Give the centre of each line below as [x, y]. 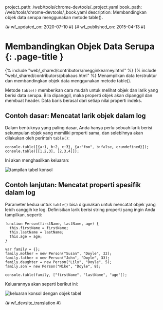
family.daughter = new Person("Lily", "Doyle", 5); [58, 262]
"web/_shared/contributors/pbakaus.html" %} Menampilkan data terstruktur [81, 76]
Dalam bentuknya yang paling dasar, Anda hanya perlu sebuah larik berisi [79, 127]
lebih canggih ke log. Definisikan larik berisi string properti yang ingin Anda [80, 210]
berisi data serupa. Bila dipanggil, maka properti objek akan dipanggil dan [79, 95]
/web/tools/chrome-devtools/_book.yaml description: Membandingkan [76, 12]
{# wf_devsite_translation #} [33, 303]
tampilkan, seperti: [24, 214]
